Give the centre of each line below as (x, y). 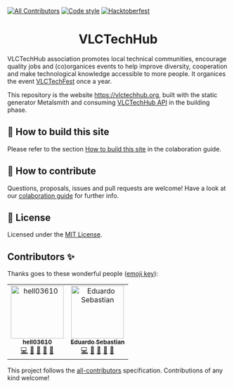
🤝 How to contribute (52, 171)
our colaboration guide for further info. (63, 195)
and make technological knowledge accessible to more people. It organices (117, 73)
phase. (17, 110)
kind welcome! (28, 378)
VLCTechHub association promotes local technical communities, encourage (117, 58)
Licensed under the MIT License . (55, 234)
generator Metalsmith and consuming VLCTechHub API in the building (109, 102)
